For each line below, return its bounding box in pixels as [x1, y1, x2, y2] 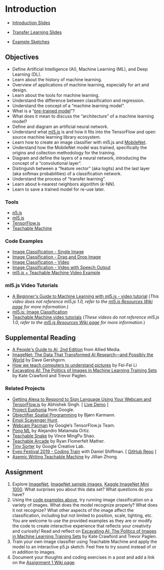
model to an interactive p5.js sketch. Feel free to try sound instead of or [12, 543, 157, 549]
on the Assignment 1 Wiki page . [12, 559, 76, 565]
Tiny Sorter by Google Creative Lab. [12, 443, 85, 449]
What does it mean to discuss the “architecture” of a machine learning [12, 113, 154, 119]
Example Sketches [12, 38, 50, 45]
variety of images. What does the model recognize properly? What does [12, 502, 158, 508]
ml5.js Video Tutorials [5, 282, 58, 289]
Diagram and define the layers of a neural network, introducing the [12, 155, 147, 161]
